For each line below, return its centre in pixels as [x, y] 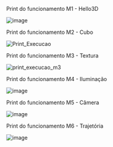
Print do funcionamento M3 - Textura [52, 56]
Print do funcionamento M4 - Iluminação [57, 79]
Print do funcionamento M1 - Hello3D [52, 9]
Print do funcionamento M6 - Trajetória [55, 126]
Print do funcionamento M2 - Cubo [50, 32]
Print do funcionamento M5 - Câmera [53, 103]
